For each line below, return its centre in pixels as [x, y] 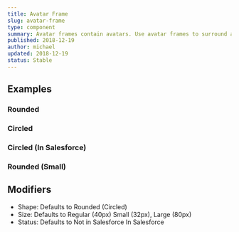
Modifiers [30, 190]
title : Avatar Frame [38, 14]
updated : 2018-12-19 [38, 54]
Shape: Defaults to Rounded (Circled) [73, 206]
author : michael [31, 47]
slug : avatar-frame [36, 21]
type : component [31, 27]
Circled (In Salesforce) [47, 147]
